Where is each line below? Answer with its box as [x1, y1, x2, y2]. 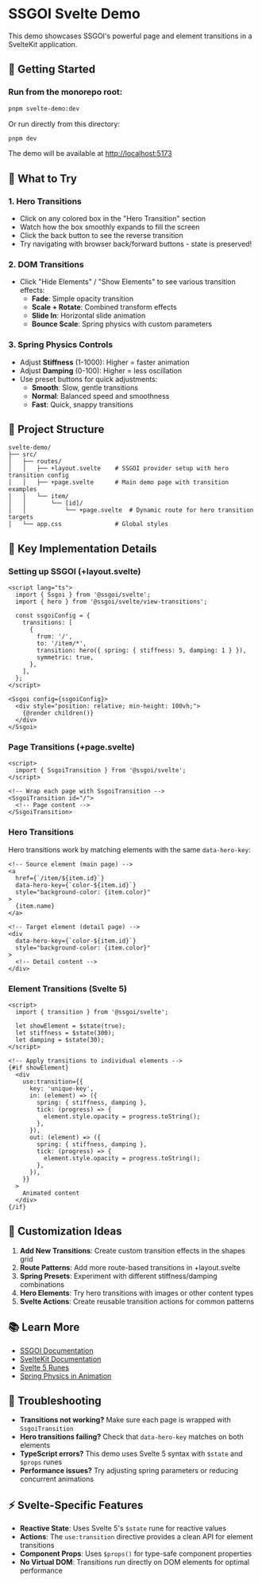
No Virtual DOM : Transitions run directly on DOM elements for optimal [19, 1558, 250, 1567]
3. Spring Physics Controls [8, 339, 114, 350]
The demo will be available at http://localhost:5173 [8, 149, 172, 158]
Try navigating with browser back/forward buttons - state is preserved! [19, 240, 252, 249]
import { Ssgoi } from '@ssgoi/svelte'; [15, 591, 151, 599]
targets [8, 513, 34, 521]
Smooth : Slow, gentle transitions [31, 383, 139, 392]
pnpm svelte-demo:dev [8, 104, 80, 112]
